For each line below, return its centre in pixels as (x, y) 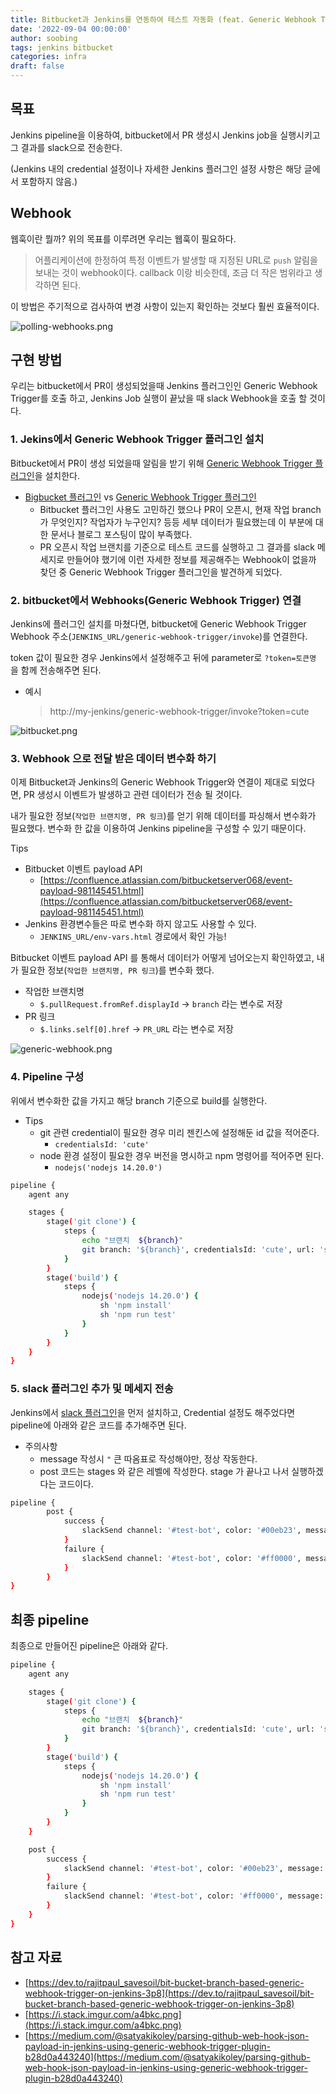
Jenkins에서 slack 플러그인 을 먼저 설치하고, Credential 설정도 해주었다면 (153, 1412)
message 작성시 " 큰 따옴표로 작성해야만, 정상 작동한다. (148, 1458)
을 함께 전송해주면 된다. (56, 670)
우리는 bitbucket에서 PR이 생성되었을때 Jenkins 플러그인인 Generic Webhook (164, 386)
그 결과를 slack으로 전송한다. (66, 147)
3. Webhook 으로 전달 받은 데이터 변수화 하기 (113, 758)
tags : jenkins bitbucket (62, 47)
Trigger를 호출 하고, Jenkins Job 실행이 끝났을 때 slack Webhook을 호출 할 (159, 398)
